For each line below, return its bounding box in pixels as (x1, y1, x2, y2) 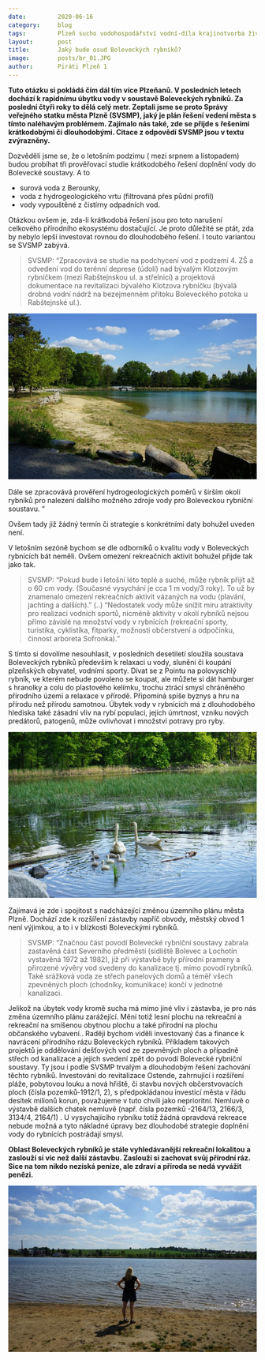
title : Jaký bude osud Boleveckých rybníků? (8, 46, 181, 54)
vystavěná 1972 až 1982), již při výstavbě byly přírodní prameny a (27, 955, 241, 964)
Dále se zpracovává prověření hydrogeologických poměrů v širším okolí (8, 487, 241, 497)
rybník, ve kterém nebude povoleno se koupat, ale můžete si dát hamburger (8, 674, 255, 684)
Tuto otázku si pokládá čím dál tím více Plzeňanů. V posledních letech (8, 85, 241, 95)
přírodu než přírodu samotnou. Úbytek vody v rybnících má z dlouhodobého (8, 700, 256, 709)
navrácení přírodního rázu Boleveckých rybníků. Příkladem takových (8, 1037, 230, 1046)
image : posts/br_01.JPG (8, 54, 111, 62)
